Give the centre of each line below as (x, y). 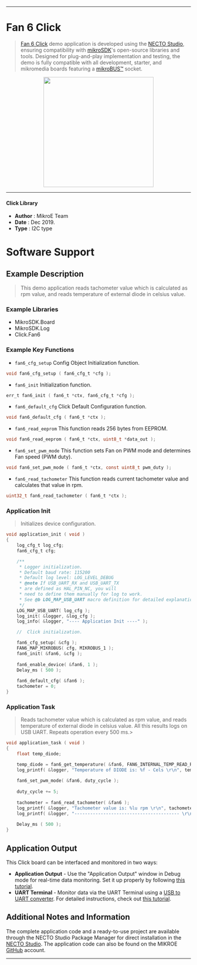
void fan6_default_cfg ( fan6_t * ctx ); (56, 418)
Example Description (45, 274)
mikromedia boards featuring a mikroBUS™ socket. (81, 69)
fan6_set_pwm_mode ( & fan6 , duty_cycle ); (68, 781)
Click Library (22, 203)
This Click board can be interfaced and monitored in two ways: (82, 863)
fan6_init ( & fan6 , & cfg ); (50, 653)
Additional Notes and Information (68, 917)
